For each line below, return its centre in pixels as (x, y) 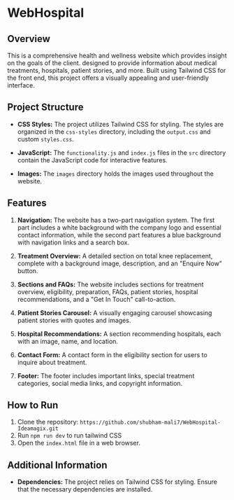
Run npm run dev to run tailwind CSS (70, 436)
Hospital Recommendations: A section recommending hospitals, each (119, 333)
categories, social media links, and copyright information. (100, 383)
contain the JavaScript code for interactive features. (92, 160)
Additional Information (57, 465)
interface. (21, 85)
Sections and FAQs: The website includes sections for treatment (110, 284)
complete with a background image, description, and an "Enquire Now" (119, 263)
